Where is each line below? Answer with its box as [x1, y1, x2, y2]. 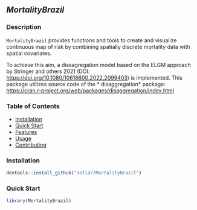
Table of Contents [6, 102, 60, 110]
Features [15, 128, 37, 135]
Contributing [15, 141, 47, 148]
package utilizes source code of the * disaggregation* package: [6, 80, 166, 87]
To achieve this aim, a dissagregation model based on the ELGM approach [6, 61, 192, 68]
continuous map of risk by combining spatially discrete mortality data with [6, 43, 190, 50]
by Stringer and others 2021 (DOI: [6, 68, 90, 75]
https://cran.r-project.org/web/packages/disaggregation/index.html [6, 87, 174, 94]
